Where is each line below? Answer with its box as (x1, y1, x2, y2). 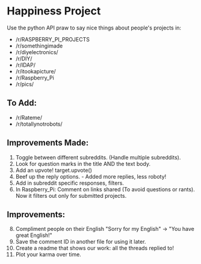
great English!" (15, 232, 53, 239)
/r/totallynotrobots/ (15, 120, 63, 127)
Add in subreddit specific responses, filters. (15, 179, 124, 186)
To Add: (7, 98, 37, 108)
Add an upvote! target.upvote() (15, 167, 93, 174)
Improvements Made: (7, 138, 89, 148)
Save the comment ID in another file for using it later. (15, 238, 146, 245)
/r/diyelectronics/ (15, 48, 59, 55)
